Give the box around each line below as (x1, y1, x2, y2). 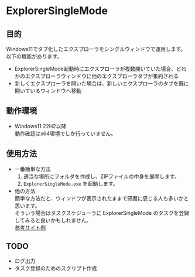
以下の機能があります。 (6, 53, 63, 60)
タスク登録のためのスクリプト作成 (14, 265, 97, 272)
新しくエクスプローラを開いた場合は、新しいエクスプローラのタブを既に (14, 80, 189, 87)
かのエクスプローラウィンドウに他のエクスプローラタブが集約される (14, 73, 179, 80)
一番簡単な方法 (14, 165, 51, 172)
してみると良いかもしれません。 (14, 217, 92, 224)
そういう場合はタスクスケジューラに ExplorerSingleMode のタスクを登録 (14, 209, 189, 216)
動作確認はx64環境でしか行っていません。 (14, 130, 117, 137)
